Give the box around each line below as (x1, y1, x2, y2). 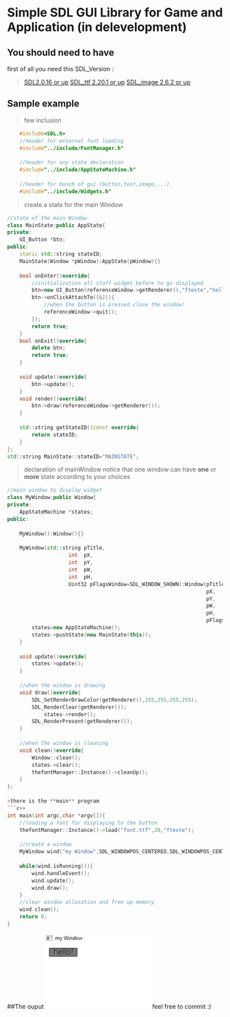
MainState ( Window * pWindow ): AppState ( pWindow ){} (19, 258, 161, 265)
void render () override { (19, 395, 88, 402)
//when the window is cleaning (19, 740, 109, 747)
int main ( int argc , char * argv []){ (7, 812, 106, 819)
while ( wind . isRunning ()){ (19, 862, 94, 870)
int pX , (68, 552, 94, 559)
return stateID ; (31, 431, 78, 438)
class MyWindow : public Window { (7, 494, 97, 501)
